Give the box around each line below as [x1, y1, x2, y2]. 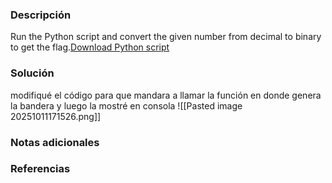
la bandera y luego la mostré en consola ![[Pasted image [10, 99, 243, 112]
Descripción [10, 8, 72, 22]
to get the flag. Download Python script [10, 41, 170, 53]
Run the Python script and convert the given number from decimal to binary [10, 31, 322, 43]
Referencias [10, 162, 71, 176]
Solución [10, 66, 55, 80]
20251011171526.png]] [10, 110, 102, 122]
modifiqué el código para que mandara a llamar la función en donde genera [10, 89, 322, 101]
